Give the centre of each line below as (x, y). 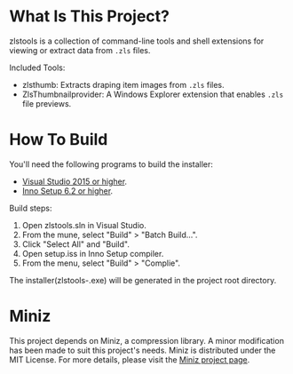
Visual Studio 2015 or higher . (74, 181)
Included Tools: (37, 68)
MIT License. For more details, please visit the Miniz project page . (130, 359)
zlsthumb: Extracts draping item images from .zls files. (123, 84)
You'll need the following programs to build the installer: (111, 164)
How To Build (59, 140)
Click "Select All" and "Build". (76, 244)
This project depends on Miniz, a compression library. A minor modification (146, 340)
